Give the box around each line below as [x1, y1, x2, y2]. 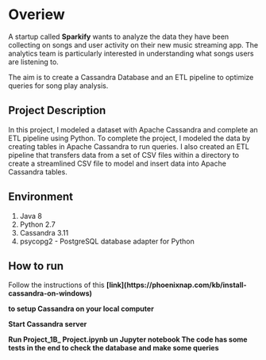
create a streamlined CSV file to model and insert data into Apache [8, 159, 226, 168]
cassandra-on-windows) [8, 289, 93, 298]
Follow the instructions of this [8, 280, 105, 290]
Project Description [8, 104, 106, 117]
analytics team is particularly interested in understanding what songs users [8, 48, 254, 58]
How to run [8, 259, 64, 273]
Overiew [8, 6, 65, 24]
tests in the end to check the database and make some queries [8, 343, 219, 353]
